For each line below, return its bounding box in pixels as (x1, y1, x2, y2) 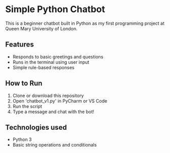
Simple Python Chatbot (5, 4, 106, 15)
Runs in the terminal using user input (12, 59, 90, 65)
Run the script (12, 103, 42, 109)
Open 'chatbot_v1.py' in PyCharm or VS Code (12, 97, 108, 104)
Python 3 (12, 136, 32, 142)
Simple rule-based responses (12, 64, 75, 70)
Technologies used (5, 123, 67, 132)
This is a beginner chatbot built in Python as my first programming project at (5, 20, 165, 26)
